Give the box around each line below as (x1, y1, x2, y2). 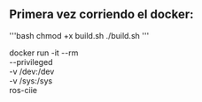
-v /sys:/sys (9, 75, 53, 86)
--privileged (9, 56, 53, 67)
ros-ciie (9, 84, 38, 95)
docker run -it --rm (9, 47, 79, 58)
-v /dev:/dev (9, 66, 55, 76)
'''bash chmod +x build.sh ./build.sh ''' (9, 30, 150, 40)
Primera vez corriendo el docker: (9, 7, 194, 22)
